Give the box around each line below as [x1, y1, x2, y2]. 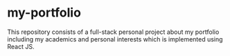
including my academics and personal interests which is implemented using [7, 35, 223, 43]
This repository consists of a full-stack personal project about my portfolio [7, 28, 220, 36]
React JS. [7, 42, 35, 50]
